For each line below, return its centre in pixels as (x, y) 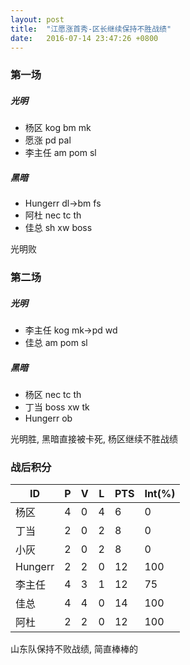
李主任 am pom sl (60, 153)
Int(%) (160, 494)
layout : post (37, 19)
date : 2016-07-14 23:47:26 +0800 (84, 38)
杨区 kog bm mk (58, 128)
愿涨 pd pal (48, 140)
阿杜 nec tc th (53, 215)
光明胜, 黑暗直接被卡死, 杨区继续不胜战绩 (94, 439)
